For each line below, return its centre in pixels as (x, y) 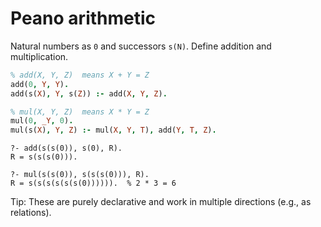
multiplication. (39, 56)
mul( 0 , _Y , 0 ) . (42, 121)
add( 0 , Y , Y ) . (40, 84)
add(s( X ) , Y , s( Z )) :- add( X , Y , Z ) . (89, 93)
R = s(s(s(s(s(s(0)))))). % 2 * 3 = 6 (93, 183)
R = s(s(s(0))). (44, 157)
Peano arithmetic (83, 18)
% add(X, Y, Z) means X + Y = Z (80, 75)
